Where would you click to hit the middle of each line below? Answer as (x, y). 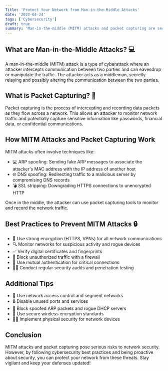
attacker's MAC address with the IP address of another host (74, 169)
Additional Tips (29, 284)
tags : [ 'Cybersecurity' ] (31, 19)
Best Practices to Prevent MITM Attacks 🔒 (71, 224)
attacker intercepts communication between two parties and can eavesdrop (83, 69)
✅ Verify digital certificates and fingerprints (57, 252)
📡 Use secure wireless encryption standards (58, 314)
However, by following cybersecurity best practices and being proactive (79, 352)
